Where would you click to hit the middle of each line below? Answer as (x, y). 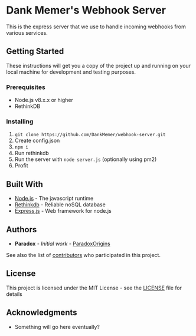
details (14, 294)
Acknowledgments (42, 313)
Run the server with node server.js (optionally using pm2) (86, 159)
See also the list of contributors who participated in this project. (84, 255)
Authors (22, 230)
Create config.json (37, 141)
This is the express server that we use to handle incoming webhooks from (96, 27)
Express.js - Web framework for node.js (63, 211)
